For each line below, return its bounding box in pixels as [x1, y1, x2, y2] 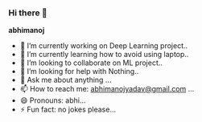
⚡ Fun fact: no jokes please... [19, 104, 117, 115]
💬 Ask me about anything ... [19, 75, 112, 85]
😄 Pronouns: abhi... [19, 96, 86, 105]
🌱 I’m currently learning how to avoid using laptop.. [19, 50, 189, 59]
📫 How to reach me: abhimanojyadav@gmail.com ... [19, 84, 195, 94]
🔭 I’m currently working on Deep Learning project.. [19, 41, 188, 51]
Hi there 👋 [8, 7, 48, 18]
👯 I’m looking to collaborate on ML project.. [19, 58, 163, 67]
